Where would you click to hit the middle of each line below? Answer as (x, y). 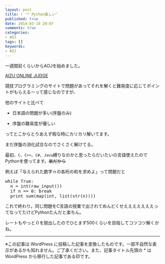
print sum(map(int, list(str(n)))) (53, 196)
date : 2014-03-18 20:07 (29, 23)
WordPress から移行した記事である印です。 (49, 256)
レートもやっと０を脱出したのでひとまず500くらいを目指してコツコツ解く (80, 223)
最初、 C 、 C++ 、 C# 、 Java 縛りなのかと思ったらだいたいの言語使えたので (76, 155)
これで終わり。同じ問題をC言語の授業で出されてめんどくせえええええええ (80, 206)
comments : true (21, 28)
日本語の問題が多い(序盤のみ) (42, 113)
